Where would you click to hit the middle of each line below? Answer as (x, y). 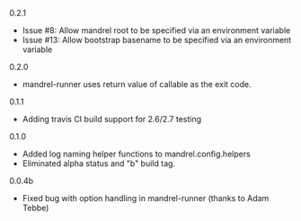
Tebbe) (35, 208)
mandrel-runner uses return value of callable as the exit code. (137, 84)
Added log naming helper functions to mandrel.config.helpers (137, 154)
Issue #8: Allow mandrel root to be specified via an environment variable (156, 30)
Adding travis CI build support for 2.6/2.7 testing (112, 119)
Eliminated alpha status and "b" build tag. (99, 164)
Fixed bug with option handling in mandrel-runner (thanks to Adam (146, 198)
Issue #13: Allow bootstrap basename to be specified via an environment (157, 40)
